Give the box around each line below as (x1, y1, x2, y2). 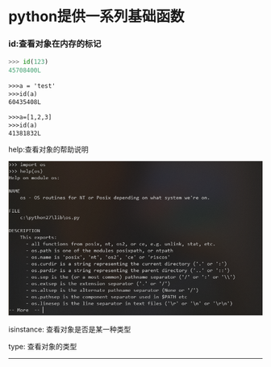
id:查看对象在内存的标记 (8, 38, 102, 49)
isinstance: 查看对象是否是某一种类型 (8, 324, 131, 335)
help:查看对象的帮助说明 (8, 144, 89, 154)
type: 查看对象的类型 (8, 342, 77, 352)
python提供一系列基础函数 (8, 7, 185, 26)
